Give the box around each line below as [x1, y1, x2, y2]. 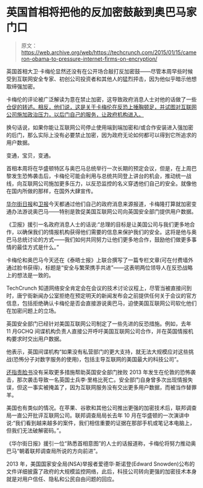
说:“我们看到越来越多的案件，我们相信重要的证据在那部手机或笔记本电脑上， [6, 419, 195, 426]
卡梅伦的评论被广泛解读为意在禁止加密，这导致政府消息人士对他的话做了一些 [6, 95, 197, 103]
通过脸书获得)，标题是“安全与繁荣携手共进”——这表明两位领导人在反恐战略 [6, 264, 193, 271]
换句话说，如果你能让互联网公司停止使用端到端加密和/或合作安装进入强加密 [6, 124, 194, 131]
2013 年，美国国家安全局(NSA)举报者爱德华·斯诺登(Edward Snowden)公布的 [6, 460, 195, 467]
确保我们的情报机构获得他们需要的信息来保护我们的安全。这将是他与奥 [22, 228, 197, 235]
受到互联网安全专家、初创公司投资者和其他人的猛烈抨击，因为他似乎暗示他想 [6, 75, 197, 82]
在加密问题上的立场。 [6, 307, 59, 314]
